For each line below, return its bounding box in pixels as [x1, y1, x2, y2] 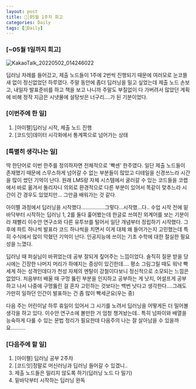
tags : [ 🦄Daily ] [6, 25, 43, 31]
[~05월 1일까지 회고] [6, 45, 61, 53]
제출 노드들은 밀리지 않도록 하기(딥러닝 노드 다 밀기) [14, 370, 133, 377]
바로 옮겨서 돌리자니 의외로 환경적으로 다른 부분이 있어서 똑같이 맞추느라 [16, 184, 181, 191]
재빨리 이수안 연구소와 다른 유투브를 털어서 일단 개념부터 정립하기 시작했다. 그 [12, 219, 189, 226]
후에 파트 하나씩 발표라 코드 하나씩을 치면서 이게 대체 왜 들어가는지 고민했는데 [6, 226, 183, 233]
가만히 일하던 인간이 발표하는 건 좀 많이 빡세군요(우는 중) [6, 290, 135, 297]
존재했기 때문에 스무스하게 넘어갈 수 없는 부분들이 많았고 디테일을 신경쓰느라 [6, 169, 180, 176]
